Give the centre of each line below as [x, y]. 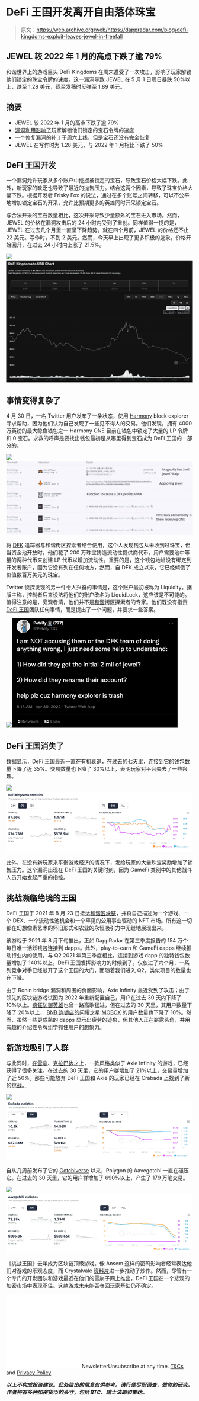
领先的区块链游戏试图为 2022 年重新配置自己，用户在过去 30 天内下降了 [94, 998]
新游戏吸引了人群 [37, 1048]
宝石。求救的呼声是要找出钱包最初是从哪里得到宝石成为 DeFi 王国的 [100, 438]
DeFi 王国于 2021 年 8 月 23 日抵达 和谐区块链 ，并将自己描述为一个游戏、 [95, 913]
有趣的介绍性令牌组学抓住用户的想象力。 [55, 1027]
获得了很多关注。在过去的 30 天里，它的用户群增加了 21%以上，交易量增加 [97, 1070]
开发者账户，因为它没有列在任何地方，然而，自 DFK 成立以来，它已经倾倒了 [98, 568]
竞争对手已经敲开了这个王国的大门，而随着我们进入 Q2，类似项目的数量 [99, 970]
